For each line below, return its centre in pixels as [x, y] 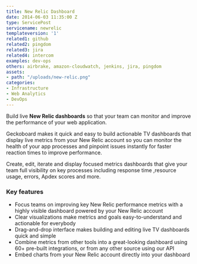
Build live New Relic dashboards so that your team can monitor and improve [98, 116]
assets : [16, 72]
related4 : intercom [30, 55]
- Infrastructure [27, 88]
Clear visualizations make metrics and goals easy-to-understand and [98, 217]
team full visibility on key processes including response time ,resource [91, 170]
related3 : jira [25, 50]
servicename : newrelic [34, 28]
